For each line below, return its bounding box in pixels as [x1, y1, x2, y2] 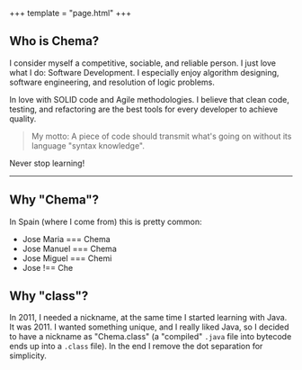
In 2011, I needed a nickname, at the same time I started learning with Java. [9, 312, 288, 323]
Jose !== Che [22, 262, 74, 273]
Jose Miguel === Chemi [22, 252, 112, 264]
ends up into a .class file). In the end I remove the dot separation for [9, 341, 263, 352]
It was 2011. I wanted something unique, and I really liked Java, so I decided [9, 321, 289, 332]
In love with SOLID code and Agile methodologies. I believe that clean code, [9, 94, 289, 104]
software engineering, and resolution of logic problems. [9, 77, 216, 87]
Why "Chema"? [9, 193, 100, 208]
